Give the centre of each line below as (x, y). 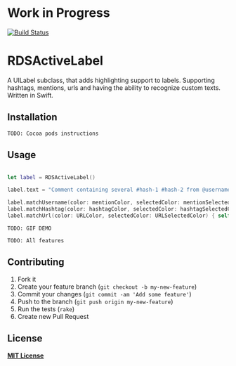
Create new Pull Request (53, 316)
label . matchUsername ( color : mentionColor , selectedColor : (94, 203)
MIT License (26, 355)
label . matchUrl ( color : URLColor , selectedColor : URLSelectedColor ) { (111, 216)
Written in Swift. (31, 95)
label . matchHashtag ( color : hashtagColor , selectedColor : (92, 209)
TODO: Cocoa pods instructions (53, 133)
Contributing (36, 262)
